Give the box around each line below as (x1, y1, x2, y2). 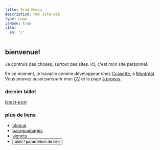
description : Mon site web (5, 12, 60, 17)
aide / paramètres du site (14, 139, 60, 145)
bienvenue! (5, 48, 41, 56)
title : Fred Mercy (5, 7, 43, 12)
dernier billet (5, 88, 37, 95)
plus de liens (5, 111, 36, 118)
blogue (12, 123, 27, 128)
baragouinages (12, 128, 43, 134)
